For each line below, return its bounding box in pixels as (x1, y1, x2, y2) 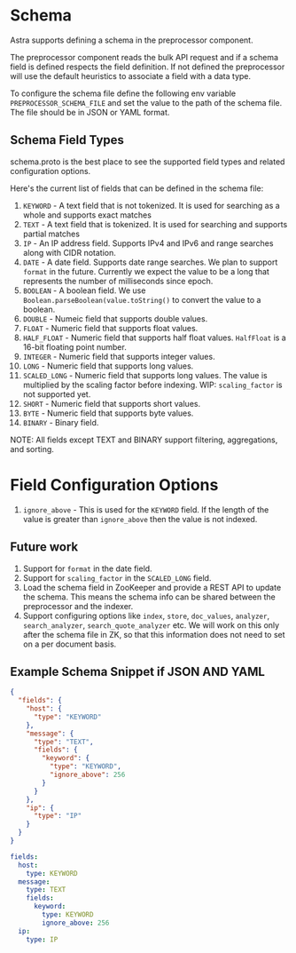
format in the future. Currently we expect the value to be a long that (22, 266, 269, 276)
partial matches (22, 228, 81, 239)
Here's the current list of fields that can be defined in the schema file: (10, 183, 264, 194)
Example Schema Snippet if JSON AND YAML (10, 663, 265, 679)
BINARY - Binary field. (22, 417, 99, 427)
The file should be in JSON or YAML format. (10, 107, 170, 117)
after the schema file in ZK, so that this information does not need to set (22, 629, 286, 639)
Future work (10, 539, 79, 555)
